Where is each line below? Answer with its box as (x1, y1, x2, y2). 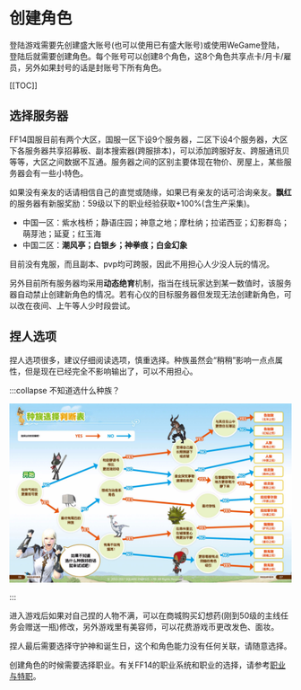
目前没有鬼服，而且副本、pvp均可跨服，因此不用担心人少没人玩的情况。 (9, 258, 275, 270)
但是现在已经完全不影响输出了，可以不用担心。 (24, 366, 198, 376)
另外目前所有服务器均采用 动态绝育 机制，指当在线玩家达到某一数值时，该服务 (9, 278, 292, 288)
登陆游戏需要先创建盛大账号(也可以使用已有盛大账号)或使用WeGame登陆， (9, 40, 285, 50)
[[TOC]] (9, 80, 38, 91)
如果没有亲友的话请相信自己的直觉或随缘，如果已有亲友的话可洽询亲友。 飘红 (9, 186, 292, 198)
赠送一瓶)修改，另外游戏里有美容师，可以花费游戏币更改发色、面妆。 (24, 621, 279, 632)
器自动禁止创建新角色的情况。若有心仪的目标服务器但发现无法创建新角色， (9, 288, 284, 299)
